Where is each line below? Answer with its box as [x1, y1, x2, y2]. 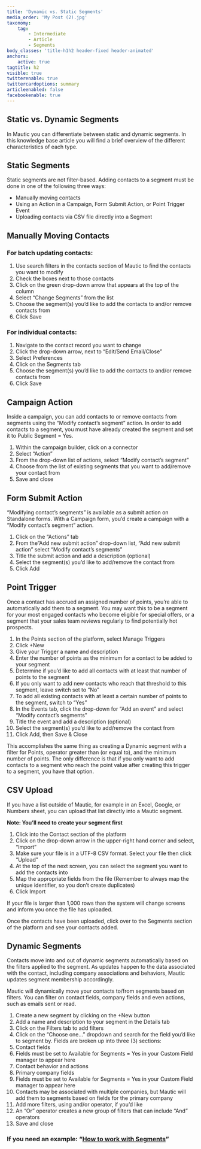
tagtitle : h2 [7, 64, 39, 71]
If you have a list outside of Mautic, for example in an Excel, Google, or [7, 801, 181, 808]
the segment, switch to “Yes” [15, 699, 87, 706]
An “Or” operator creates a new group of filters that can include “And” [15, 1107, 188, 1114]
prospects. [7, 623, 33, 630]
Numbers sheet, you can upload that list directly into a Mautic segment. [7, 807, 183, 814]
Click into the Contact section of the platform [15, 830, 127, 838]
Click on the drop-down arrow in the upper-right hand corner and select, [15, 836, 195, 844]
